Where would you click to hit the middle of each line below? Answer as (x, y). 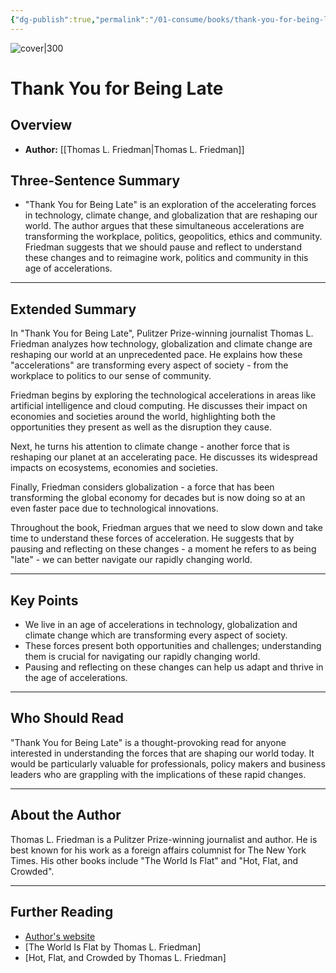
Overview (41, 125)
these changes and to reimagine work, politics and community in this (166, 258)
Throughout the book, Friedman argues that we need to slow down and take (166, 528)
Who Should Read (67, 718)
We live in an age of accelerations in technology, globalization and (161, 625)
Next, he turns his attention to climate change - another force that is (150, 447)
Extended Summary (73, 309)
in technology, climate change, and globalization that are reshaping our (171, 215)
